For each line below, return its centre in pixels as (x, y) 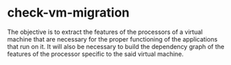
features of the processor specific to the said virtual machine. (96, 54)
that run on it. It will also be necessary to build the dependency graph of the (116, 46)
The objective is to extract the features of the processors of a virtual (105, 32)
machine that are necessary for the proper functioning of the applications (112, 39)
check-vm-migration (69, 13)
